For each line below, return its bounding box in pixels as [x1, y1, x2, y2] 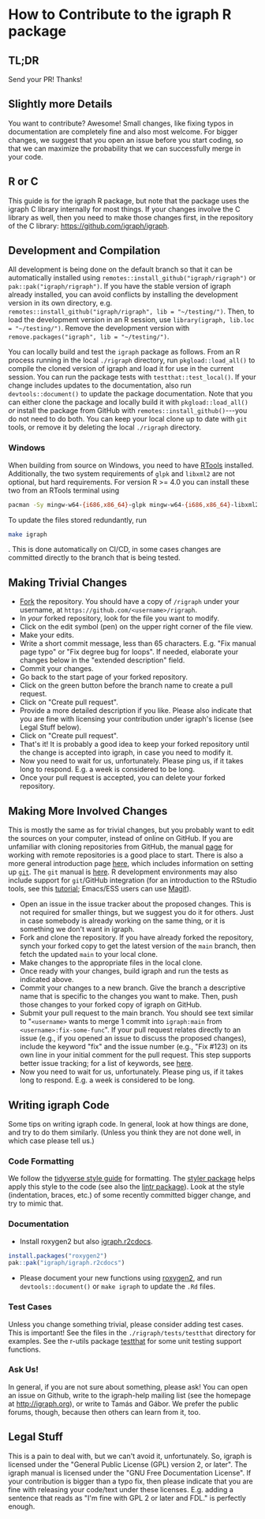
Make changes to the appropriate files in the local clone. [19, 958, 203, 968]
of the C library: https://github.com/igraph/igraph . [8, 221, 170, 231]
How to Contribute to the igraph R [8, 6, 232, 24]
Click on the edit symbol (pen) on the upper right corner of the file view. [19, 622, 253, 632]
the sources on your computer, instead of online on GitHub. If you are [8, 834, 233, 843]
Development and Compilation [8, 244, 161, 257]
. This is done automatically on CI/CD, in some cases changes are [8, 545, 222, 554]
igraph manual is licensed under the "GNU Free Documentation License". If [8, 1468, 252, 1477]
